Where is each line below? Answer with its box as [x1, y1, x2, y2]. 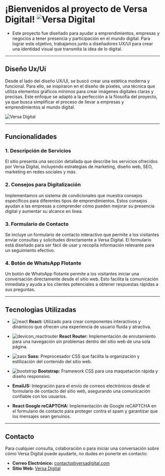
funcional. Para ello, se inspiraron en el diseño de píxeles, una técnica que [5, 83, 156, 89]
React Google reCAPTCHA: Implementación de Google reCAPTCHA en [12, 403, 157, 409]
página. [12, 344, 28, 350]
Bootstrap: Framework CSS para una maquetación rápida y [38, 368, 158, 374]
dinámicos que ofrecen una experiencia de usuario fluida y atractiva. [12, 324, 151, 330]
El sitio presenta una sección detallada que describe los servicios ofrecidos [5, 159, 158, 165]
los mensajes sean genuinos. [12, 413, 71, 419]
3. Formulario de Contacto [5, 220, 69, 227]
